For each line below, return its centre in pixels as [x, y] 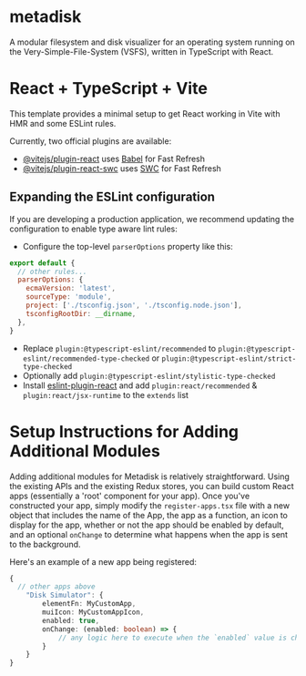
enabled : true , [71, 620]
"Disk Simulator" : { [65, 595]
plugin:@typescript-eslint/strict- [229, 358]
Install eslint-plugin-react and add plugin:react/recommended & [140, 385]
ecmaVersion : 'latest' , [71, 289]
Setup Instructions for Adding [124, 431]
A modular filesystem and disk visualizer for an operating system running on [153, 42]
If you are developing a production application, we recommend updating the [152, 219]
